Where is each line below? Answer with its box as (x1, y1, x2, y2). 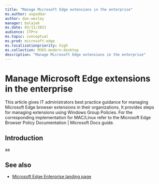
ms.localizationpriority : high (5, 43, 68, 48)
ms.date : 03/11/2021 (5, 25, 47, 30)
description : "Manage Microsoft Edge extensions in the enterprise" (5, 52, 146, 57)
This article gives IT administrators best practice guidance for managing (5, 99, 148, 105)
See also (5, 161, 31, 169)
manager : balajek (5, 20, 40, 26)
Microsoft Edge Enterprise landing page (12, 173, 92, 179)
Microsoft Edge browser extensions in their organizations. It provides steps (5, 105, 155, 110)
